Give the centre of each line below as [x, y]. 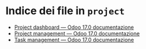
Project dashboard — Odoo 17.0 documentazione [74, 27]
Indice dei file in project [65, 11]
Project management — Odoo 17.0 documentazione [77, 33]
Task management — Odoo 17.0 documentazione [74, 40]
